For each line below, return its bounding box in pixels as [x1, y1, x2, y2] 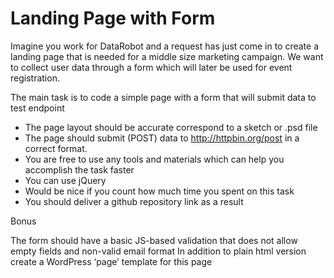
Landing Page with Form [10, 7, 216, 30]
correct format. [24, 142, 88, 154]
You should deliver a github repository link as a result [24, 195, 244, 207]
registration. [10, 72, 60, 84]
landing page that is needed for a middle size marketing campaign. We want [10, 50, 324, 62]
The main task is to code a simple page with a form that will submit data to [10, 91, 317, 103]
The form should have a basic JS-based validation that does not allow [10, 234, 298, 246]
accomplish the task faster [24, 163, 135, 176]
